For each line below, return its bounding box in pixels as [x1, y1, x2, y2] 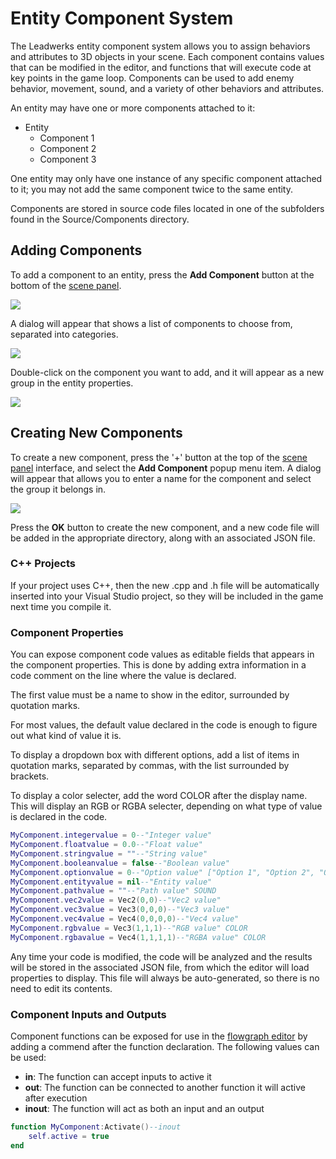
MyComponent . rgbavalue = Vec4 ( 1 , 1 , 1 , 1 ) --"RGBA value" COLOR [10, 932, 267, 942]
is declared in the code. [10, 811, 108, 823]
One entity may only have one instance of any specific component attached [10, 172, 323, 184]
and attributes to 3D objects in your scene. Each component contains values [10, 50, 325, 62]
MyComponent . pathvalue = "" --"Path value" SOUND [10, 886, 217, 896]
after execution [24, 1092, 88, 1104]
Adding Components [10, 242, 143, 259]
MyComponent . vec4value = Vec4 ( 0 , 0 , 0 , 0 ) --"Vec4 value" [10, 914, 240, 924]
